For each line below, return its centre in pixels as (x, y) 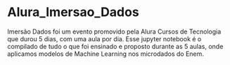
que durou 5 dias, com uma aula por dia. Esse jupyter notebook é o (104, 38)
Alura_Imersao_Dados (73, 12)
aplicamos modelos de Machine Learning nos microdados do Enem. (106, 54)
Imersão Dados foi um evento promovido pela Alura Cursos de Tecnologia (114, 31)
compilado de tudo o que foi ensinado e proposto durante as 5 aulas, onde (115, 46)
